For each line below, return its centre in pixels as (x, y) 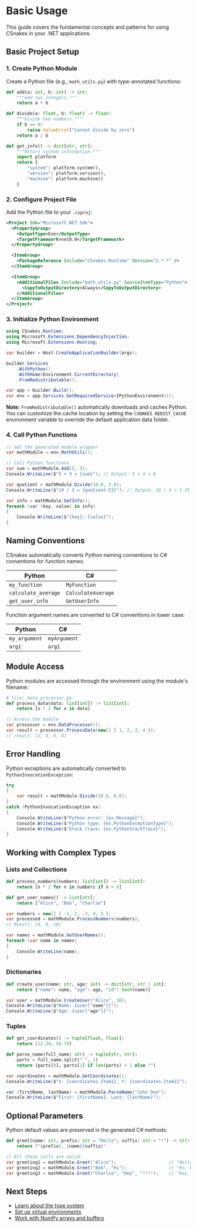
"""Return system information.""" (59, 152)
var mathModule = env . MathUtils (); (50, 453)
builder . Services (27, 363)
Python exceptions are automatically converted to (66, 768)
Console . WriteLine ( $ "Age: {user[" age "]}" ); (60, 1011)
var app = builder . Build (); (40, 391)
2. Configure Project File (41, 199)
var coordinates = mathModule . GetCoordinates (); (67, 1076)
